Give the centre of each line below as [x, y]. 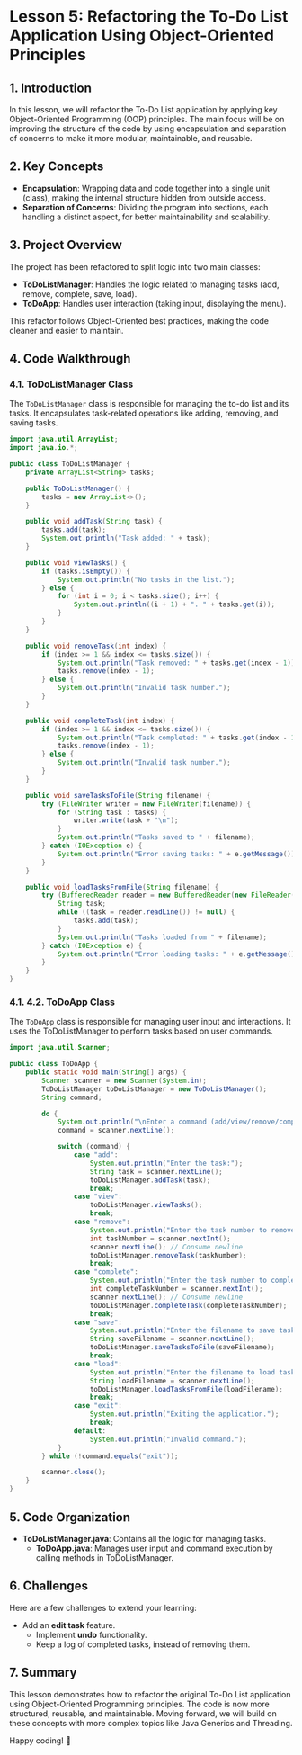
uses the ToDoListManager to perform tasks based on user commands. [141, 1031]
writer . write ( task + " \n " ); [126, 820]
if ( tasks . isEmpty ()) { [86, 571]
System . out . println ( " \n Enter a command [132, 1122]
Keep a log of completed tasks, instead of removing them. [143, 1644]
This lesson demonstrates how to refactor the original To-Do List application [150, 1694]
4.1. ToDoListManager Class [71, 384]
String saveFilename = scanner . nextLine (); [172, 1339]
